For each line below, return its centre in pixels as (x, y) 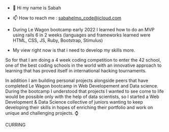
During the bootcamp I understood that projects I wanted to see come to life (84, 91)
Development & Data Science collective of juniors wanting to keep (74, 102)
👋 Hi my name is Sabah (37, 8)
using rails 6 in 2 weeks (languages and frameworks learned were (81, 35)
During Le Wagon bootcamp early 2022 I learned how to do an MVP (83, 30)
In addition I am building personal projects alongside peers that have (77, 80)
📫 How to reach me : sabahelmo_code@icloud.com (67, 18)
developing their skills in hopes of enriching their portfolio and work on (79, 107)
